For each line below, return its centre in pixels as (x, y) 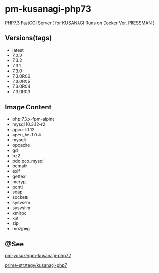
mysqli (19, 140)
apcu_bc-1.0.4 (26, 135)
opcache (21, 145)
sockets (20, 197)
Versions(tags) (28, 38)
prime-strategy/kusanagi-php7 (36, 265)
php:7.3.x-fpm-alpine (33, 119)
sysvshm (21, 208)
